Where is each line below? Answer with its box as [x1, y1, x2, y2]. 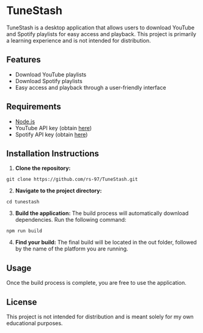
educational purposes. [6, 320, 63, 327]
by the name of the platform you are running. [15, 245, 128, 252]
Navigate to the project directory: [15, 187, 102, 194]
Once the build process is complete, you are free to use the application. [6, 279, 186, 287]
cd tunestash [6, 199, 40, 205]
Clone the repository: [15, 164, 71, 172]
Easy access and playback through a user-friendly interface [15, 84, 166, 91]
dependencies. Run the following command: [15, 216, 127, 224]
